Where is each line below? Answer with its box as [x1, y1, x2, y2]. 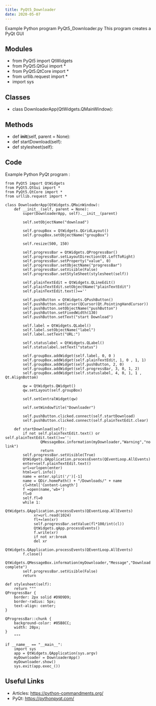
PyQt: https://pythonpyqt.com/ [12, 695, 75, 701]
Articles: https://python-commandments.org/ [12, 690, 103, 696]
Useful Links [5, 677, 44, 685]
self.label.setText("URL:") [23, 332, 80, 336]
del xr [33, 538, 48, 543]
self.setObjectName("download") [23, 220, 90, 225]
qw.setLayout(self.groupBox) [23, 388, 83, 393]
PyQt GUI [5, 31, 24, 36]
